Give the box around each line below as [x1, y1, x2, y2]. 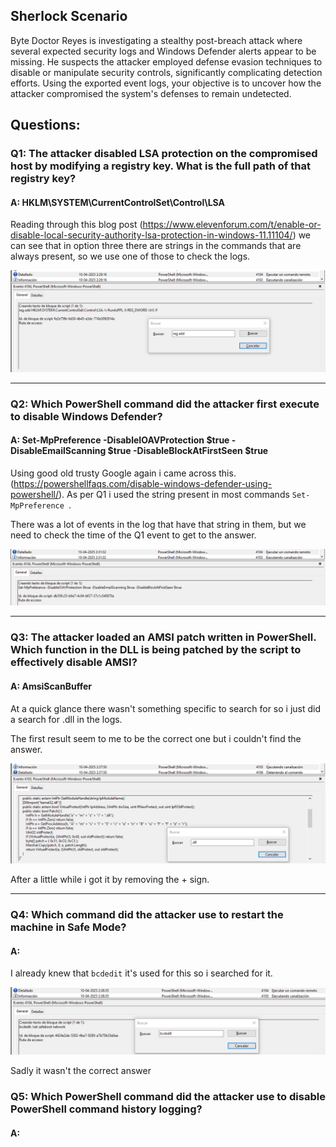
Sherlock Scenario [10, 8, 128, 25]
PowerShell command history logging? [10, 1102, 203, 1116]
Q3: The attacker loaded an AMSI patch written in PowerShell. [10, 630, 317, 644]
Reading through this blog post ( [10, 219, 143, 231]
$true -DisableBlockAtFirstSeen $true [107, 445, 269, 457]
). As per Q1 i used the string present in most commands [58, 488, 290, 500]
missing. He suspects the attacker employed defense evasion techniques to [10, 55, 323, 68]
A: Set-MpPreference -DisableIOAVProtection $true [10, 434, 230, 446]
